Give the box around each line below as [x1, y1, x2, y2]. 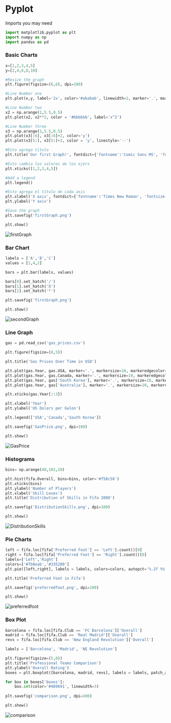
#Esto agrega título [5, 147, 49, 152]
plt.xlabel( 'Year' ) [5, 401, 47, 406]
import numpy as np [5, 34, 47, 40]
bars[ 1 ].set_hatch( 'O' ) [5, 283, 56, 289]
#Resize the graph [5, 77, 44, 82]
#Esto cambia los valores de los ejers [5, 161, 90, 166]
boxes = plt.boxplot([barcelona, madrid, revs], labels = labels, [5, 670, 149, 675]
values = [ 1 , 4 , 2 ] [5, 260, 42, 266]
